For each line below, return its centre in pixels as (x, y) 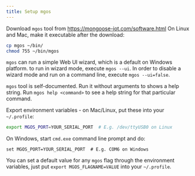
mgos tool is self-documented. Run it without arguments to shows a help (93, 86)
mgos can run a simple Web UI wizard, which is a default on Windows (89, 62)
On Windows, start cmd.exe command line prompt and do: (76, 139)
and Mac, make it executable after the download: (65, 35)
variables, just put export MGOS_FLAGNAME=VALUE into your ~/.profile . (89, 167)
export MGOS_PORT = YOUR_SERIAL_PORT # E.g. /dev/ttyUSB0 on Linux (89, 128)
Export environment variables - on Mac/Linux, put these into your (85, 110)
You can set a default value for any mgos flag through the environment (90, 161)
